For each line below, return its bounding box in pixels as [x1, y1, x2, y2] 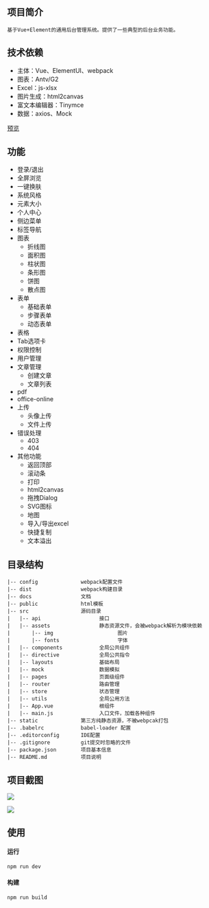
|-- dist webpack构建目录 [7, 586, 123, 593]
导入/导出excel [27, 519, 69, 527]
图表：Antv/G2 [16, 75, 59, 83]
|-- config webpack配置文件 [7, 579, 123, 586]
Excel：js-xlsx [16, 83, 58, 91]
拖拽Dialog [27, 494, 58, 502]
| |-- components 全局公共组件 [7, 644, 130, 651]
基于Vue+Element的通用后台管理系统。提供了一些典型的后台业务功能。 [7, 26, 179, 33]
